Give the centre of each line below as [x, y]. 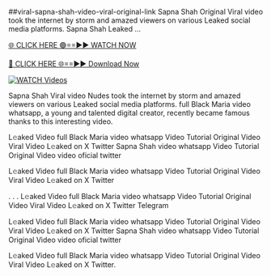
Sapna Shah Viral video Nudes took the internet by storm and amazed [125, 96]
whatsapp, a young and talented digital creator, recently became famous [129, 113]
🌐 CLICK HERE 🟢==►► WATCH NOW [72, 45]
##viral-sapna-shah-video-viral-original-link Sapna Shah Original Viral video [136, 12]
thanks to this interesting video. [61, 121]
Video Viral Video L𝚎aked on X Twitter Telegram [89, 205]
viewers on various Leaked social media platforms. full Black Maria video [129, 104]
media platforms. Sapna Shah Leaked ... [75, 29]
